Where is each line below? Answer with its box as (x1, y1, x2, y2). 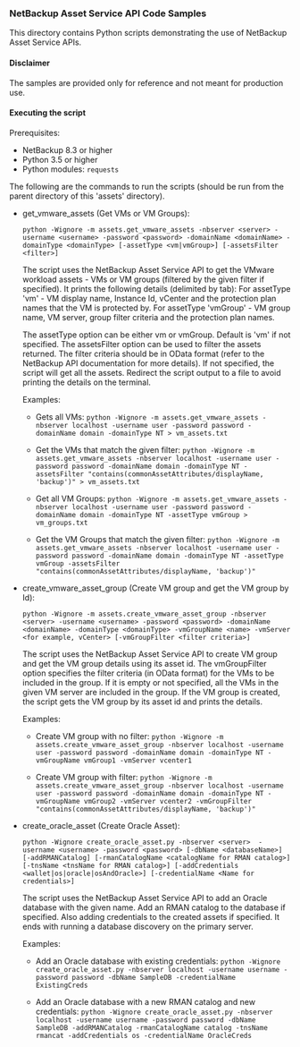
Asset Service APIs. (9, 37, 82, 47)
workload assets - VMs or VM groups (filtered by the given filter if (21, 274, 265, 285)
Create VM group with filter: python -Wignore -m (35, 771, 212, 782)
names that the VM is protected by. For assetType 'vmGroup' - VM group (21, 302, 291, 313)
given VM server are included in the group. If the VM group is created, (21, 686, 280, 697)
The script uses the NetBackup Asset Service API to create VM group (21, 648, 279, 660)
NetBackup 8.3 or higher (21, 144, 113, 155)
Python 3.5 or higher (21, 154, 98, 165)
